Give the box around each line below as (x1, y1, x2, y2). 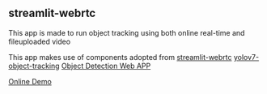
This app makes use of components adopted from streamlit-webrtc (8, 52, 232, 62)
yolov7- (233, 52, 260, 62)
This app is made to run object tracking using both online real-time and (8, 28, 245, 37)
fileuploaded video (8, 36, 71, 46)
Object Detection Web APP (61, 61, 151, 70)
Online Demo (8, 76, 53, 86)
